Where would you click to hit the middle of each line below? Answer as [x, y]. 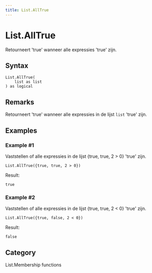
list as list [28, 82]
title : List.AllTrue [27, 10]
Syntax [17, 65]
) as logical [19, 87]
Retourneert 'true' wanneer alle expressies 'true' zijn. [61, 50]
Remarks [20, 102]
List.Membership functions [33, 265]
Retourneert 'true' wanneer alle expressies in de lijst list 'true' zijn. [76, 114]
